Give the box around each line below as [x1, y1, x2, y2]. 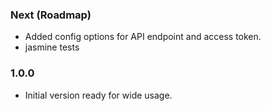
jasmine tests [24, 41, 80, 53]
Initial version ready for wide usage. [24, 89, 173, 101]
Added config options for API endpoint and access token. [24, 31, 262, 43]
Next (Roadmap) [10, 8, 92, 22]
